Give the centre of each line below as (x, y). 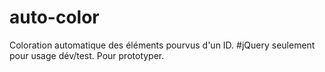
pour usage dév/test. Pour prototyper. (87, 55)
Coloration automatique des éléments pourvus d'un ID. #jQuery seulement (162, 45)
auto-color (54, 17)
